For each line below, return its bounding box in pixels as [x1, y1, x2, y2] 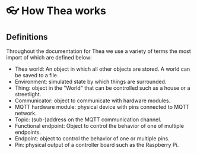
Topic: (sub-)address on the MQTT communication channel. [14, 116, 162, 123]
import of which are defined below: [6, 54, 92, 61]
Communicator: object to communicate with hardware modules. [14, 97, 171, 104]
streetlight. [14, 91, 42, 98]
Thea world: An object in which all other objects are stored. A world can [14, 65, 190, 73]
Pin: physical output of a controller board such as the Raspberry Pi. [14, 142, 179, 148]
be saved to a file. [14, 72, 59, 78]
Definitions [6, 32, 48, 42]
